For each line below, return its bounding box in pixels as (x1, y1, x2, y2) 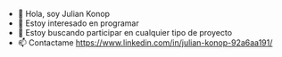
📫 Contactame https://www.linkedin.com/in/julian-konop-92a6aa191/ (17, 37, 273, 48)
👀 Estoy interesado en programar (17, 18, 140, 28)
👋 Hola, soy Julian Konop (17, 9, 110, 19)
